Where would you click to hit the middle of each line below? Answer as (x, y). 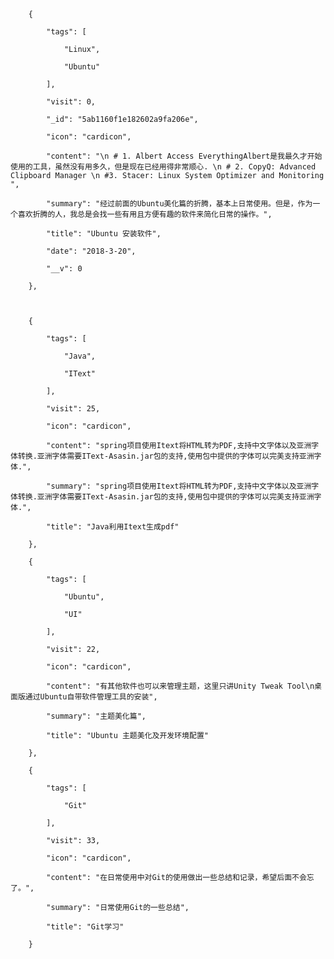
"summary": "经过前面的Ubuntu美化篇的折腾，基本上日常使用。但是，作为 (179, 204)
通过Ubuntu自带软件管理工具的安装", (91, 697)
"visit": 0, (71, 102)
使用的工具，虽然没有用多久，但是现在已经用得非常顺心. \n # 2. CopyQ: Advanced (163, 167)
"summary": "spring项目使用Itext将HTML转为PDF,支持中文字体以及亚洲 (179, 486)
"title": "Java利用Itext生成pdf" (113, 527)
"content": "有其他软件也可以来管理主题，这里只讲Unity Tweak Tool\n (180, 686)
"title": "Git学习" (85, 927)
